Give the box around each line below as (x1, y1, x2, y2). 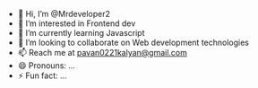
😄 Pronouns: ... (17, 60, 76, 71)
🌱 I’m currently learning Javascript (17, 28, 145, 38)
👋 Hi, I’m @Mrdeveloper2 (17, 9, 110, 19)
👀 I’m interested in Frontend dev (17, 18, 136, 29)
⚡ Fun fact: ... (17, 70, 67, 81)
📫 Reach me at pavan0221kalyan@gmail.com (17, 48, 188, 57)
